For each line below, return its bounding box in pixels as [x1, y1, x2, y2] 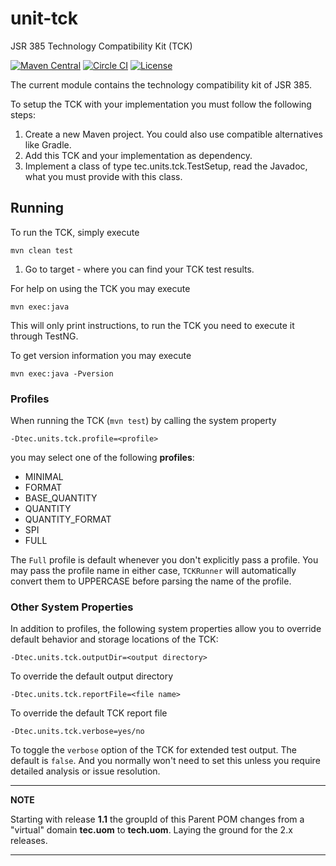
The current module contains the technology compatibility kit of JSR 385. [10, 78, 312, 91]
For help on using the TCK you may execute [10, 282, 191, 294]
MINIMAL [24, 471, 64, 483]
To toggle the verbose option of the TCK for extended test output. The [10, 744, 297, 756]
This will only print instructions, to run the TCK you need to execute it [10, 319, 295, 331]
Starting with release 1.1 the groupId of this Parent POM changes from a [10, 813, 305, 826]
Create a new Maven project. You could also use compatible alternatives [24, 128, 323, 140]
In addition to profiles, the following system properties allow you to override [10, 623, 322, 635]
